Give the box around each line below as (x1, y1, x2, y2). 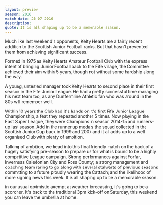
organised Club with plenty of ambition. (5, 134, 84, 140)
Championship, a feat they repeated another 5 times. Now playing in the (5, 113, 149, 119)
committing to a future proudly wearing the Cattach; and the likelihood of (5, 169, 151, 175)
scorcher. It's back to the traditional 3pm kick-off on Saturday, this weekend (5, 189, 157, 195)
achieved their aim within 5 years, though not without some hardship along (5, 69, 155, 75)
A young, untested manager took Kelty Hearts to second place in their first (5, 83, 154, 89)
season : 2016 (5, 12, 32, 17)
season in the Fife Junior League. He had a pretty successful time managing (5, 89, 158, 94)
